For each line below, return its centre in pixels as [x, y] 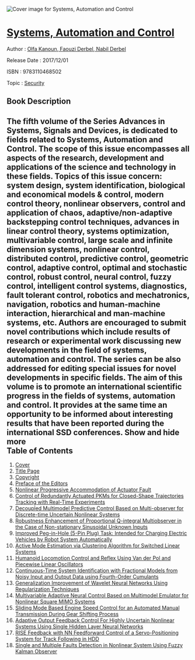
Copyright [27, 477]
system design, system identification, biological [96, 185]
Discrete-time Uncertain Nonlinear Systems [67, 515]
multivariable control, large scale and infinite [90, 240]
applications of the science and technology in [91, 167]
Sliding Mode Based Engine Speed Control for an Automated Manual [97, 608]
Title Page [27, 471]
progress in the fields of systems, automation [91, 396]
